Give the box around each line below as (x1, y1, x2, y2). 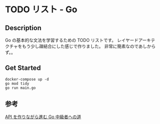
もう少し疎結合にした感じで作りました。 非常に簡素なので (21, 43, 139, 49)
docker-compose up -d (5, 77, 49, 82)
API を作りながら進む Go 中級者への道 (5, 114, 81, 120)
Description (5, 23, 41, 32)
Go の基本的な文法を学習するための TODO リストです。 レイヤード (5, 37, 139, 43)
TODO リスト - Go (5, 4, 78, 15)
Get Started (5, 64, 41, 72)
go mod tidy (5, 81, 29, 86)
